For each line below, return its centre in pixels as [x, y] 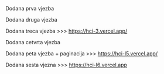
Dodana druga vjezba [32, 20]
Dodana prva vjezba [30, 8]
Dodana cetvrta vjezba [33, 42]
